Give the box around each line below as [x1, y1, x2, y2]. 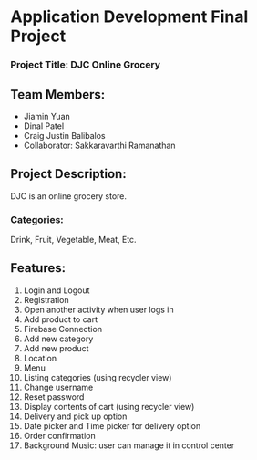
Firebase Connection [23, 323, 103, 334]
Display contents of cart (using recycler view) [23, 401, 195, 412]
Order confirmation [23, 430, 96, 441]
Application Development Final [10, 6, 249, 27]
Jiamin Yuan [23, 110, 71, 121]
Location [23, 352, 57, 363]
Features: [10, 260, 67, 276]
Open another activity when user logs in [23, 304, 174, 315]
